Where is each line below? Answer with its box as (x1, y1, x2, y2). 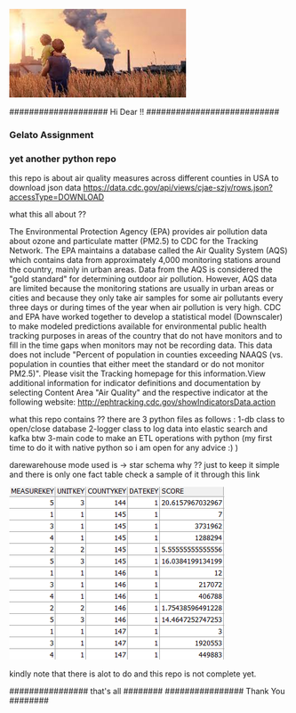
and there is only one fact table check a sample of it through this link (9, 469, 260, 480)
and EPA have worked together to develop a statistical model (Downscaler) (9, 312, 283, 323)
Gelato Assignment (9, 128, 94, 141)
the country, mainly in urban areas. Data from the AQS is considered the (9, 264, 273, 275)
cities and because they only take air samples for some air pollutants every (9, 292, 284, 303)
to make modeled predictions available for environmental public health (9, 321, 267, 332)
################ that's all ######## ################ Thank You (9, 686, 286, 697)
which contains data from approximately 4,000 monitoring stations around (9, 255, 282, 266)
